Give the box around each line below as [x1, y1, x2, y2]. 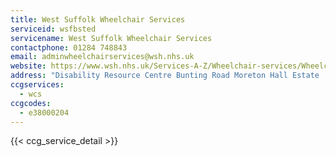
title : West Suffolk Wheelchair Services [10, 14, 186, 25]
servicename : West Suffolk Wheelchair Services [10, 33, 213, 43]
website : [10, 61, 47, 71]
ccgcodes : [10, 98, 52, 108]
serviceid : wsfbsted [10, 24, 97, 34]
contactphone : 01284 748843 [10, 42, 128, 53]
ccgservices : [10, 80, 65, 90]
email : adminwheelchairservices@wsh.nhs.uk [10, 52, 195, 62]
